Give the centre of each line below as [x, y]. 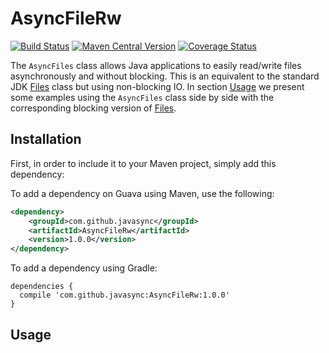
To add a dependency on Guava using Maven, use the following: [142, 193]
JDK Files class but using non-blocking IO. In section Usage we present [157, 86]
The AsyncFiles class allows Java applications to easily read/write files [156, 65]
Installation [46, 139]
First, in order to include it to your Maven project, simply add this [143, 163]
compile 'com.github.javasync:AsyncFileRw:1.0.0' [124, 295]
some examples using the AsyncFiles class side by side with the [142, 97]
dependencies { [42, 287]
